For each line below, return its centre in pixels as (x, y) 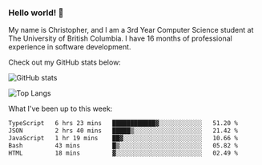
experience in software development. (70, 47)
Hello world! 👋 (36, 13)
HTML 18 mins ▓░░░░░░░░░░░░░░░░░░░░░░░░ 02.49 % (123, 153)
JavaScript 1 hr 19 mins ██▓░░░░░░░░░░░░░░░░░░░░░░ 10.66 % (123, 139)
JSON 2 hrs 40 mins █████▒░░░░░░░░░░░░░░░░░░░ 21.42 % (123, 131)
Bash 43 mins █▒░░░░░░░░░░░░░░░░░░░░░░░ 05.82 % (123, 145)
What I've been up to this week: (60, 109)
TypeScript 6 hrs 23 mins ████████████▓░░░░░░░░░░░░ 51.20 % (123, 124)
